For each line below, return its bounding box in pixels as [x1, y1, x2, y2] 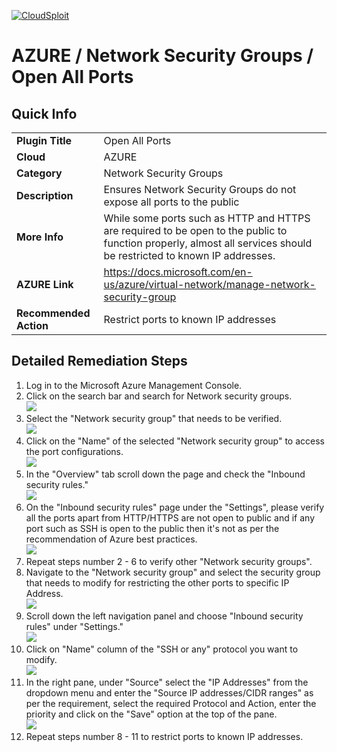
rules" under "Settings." [25, 620, 124, 632]
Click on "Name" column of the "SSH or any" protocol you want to [25, 643, 299, 655]
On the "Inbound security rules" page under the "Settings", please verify [25, 501, 325, 513]
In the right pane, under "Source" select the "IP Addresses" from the [25, 676, 309, 688]
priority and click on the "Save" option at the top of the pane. [25, 708, 278, 720]
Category [16, 166, 63, 180]
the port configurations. [25, 445, 124, 457]
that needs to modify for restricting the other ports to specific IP [25, 576, 290, 589]
